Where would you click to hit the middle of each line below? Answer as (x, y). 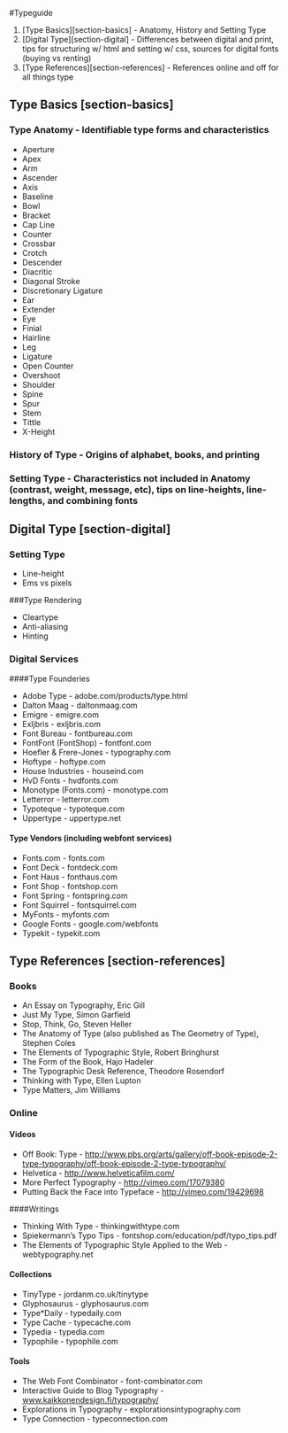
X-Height (38, 431)
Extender (38, 309)
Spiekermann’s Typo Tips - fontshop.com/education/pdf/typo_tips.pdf (149, 1235)
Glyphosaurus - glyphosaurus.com (85, 1303)
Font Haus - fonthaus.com (69, 877)
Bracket (36, 215)
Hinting (35, 636)
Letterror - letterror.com (65, 799)
